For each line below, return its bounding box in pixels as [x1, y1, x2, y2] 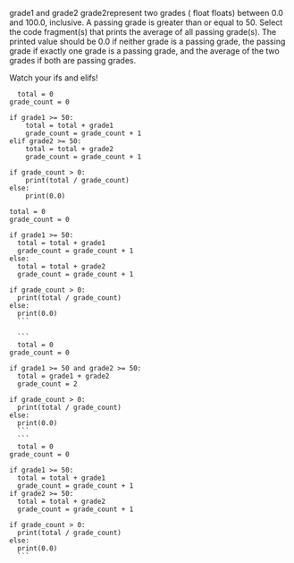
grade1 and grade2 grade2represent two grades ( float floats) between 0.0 [9, 8, 284, 18]
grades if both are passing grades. [9, 55, 137, 65]
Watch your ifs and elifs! [9, 73, 98, 83]
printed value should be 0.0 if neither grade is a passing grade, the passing [9, 36, 286, 47]
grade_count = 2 [17, 380, 78, 388]
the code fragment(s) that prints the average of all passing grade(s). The [9, 27, 277, 37]
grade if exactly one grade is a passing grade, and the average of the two [9, 46, 280, 56]
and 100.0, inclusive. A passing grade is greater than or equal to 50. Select [9, 17, 283, 28]
